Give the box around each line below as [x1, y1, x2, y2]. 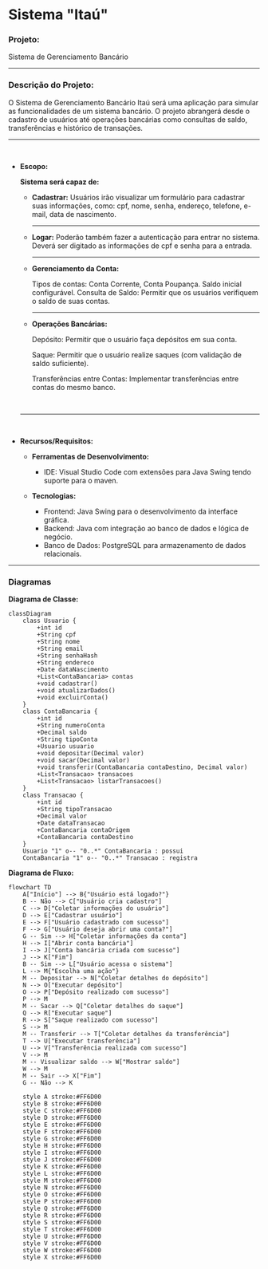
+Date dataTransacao [37, 819, 105, 827]
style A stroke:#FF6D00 [22, 1093, 102, 1102]
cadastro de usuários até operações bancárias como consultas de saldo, [8, 114, 248, 124]
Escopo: [19, 161, 49, 171]
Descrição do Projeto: [8, 80, 94, 91]
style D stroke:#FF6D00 [22, 1114, 102, 1122]
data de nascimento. [49, 209, 117, 219]
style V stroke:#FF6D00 [22, 1239, 102, 1247]
